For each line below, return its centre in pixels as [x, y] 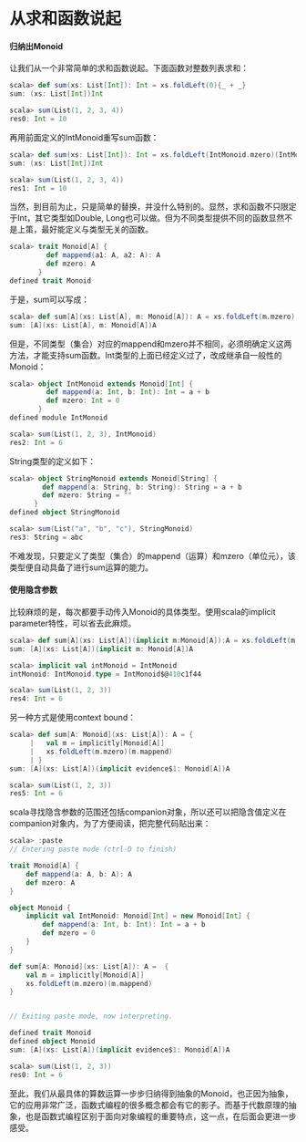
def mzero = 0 [69, 933]
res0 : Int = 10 [38, 119]
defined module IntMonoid [58, 418]
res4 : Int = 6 [36, 699]
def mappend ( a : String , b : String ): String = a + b [143, 487]
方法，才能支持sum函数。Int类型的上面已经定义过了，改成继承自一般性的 [146, 355]
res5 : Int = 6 [36, 794]
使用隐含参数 [33, 590]
